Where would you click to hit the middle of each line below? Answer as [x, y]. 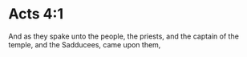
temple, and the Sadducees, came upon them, [85, 44]
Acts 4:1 [36, 14]
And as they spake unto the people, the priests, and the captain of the [123, 36]
